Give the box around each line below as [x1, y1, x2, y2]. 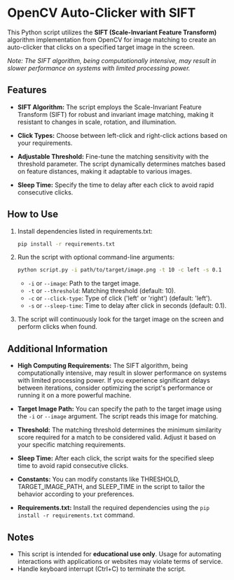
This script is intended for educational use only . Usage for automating [17, 549, 222, 558]
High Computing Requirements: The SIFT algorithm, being [17, 362, 188, 370]
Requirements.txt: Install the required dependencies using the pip [17, 504, 210, 512]
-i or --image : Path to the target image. [27, 279, 142, 288]
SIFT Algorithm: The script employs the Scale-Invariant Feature [17, 103, 202, 111]
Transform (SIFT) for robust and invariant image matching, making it [17, 110, 214, 118]
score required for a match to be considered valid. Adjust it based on [17, 433, 216, 441]
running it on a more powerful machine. [17, 391, 132, 399]
